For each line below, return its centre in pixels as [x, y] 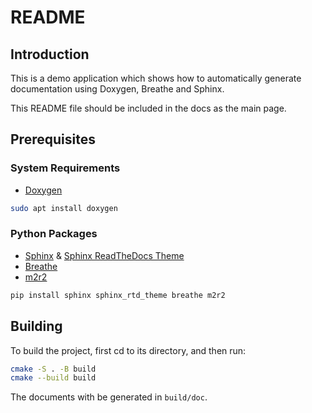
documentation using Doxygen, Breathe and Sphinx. [117, 89]
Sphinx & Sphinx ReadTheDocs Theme [104, 255]
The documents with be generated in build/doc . [109, 397]
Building [36, 326]
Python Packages [54, 234]
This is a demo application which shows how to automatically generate [156, 78]
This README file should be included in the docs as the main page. [148, 108]
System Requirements [65, 168]
